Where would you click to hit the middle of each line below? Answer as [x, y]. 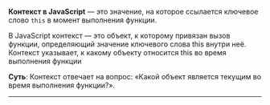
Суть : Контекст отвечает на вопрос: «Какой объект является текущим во [135, 77]
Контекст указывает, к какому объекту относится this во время [117, 52]
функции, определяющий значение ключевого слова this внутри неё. [127, 44]
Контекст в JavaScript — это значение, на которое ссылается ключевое [133, 12]
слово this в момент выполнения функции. [83, 20]
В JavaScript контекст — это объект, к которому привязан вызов [119, 36]
